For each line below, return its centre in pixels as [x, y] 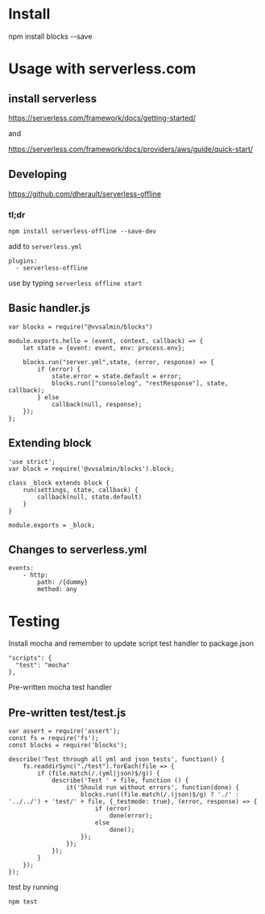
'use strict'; [32, 461]
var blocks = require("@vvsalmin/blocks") [81, 327]
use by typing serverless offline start [75, 283]
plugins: [23, 261]
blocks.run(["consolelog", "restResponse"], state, [140, 383]
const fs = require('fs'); [54, 738]
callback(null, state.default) [90, 497]
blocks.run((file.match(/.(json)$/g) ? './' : [160, 795]
